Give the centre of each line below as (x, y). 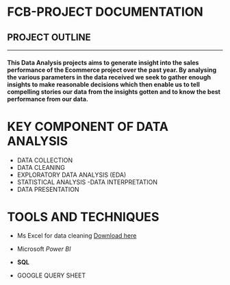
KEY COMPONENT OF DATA (88, 126)
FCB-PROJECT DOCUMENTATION (105, 12)
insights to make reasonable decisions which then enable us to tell (104, 84)
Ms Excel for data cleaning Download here (77, 236)
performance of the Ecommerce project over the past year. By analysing (112, 70)
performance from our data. (48, 99)
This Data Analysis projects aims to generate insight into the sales (103, 62)
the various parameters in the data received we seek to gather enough (109, 77)
